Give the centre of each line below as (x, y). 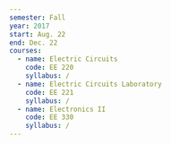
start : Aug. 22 (38, 34)
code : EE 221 (50, 92)
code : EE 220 (50, 68)
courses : (26, 51)
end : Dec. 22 (34, 42)
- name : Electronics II (61, 109)
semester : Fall (38, 17)
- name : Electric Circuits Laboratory (90, 84)
